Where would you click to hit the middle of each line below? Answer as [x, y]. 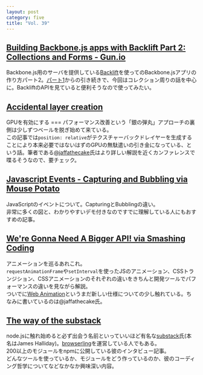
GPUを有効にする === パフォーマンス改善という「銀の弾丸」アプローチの [98, 122]
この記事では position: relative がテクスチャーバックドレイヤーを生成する [99, 137]
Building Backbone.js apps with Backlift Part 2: [96, 47]
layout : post [23, 12]
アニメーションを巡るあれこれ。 [46, 263]
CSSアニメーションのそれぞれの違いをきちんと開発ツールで [112, 278]
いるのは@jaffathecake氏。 [72, 301]
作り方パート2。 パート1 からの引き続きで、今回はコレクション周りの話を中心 [101, 80]
